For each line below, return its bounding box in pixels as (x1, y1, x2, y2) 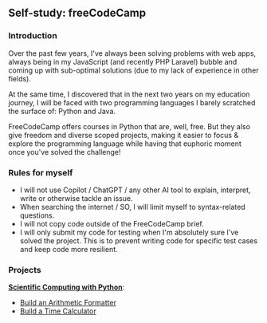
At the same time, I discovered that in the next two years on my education (8, 89, 250, 99)
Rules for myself (8, 167, 73, 178)
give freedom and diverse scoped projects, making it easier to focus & (8, 130, 239, 140)
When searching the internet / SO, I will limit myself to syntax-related (19, 202, 245, 211)
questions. (19, 211, 55, 220)
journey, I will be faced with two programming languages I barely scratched (8, 97, 256, 107)
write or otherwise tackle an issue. (19, 193, 133, 203)
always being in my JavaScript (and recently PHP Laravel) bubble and (8, 57, 238, 66)
